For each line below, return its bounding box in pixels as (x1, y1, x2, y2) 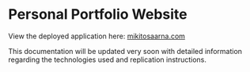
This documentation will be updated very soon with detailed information (8, 46, 243, 56)
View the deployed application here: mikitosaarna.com (8, 31, 186, 41)
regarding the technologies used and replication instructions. (8, 55, 207, 64)
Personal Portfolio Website (8, 5, 187, 23)
